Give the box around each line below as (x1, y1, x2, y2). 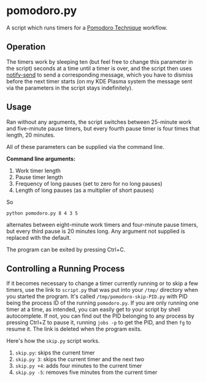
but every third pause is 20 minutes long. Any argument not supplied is (6, 227, 185, 235)
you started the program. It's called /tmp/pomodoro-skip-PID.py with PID (6, 292, 188, 300)
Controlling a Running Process (6, 263, 125, 273)
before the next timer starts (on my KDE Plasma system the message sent (6, 77, 193, 85)
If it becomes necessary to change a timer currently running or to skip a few (6, 280, 199, 287)
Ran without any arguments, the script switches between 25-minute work (6, 118, 192, 126)
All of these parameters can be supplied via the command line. (6, 143, 164, 150)
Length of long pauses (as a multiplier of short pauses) (15, 186, 154, 194)
